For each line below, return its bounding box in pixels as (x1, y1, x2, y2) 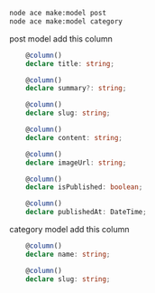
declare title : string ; (25, 59, 115, 68)
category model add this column (9, 224, 130, 234)
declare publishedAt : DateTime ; (25, 208, 147, 217)
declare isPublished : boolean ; (25, 183, 143, 192)
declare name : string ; (25, 250, 111, 259)
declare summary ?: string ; (25, 84, 127, 93)
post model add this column (9, 33, 113, 44)
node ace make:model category (9, 16, 123, 26)
